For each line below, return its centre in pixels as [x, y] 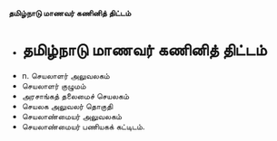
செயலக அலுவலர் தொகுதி [67, 106]
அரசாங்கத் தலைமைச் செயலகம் [75, 96]
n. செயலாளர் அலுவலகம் [65, 75]
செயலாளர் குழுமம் [54, 86]
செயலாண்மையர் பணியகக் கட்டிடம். [83, 127]
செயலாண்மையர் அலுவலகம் [72, 116]
